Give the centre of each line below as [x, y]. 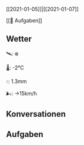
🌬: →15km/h [21, 93]
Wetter [19, 39]
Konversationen [36, 114]
